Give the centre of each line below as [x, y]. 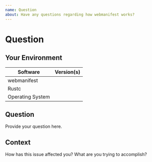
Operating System [29, 97]
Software [29, 72]
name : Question [21, 10]
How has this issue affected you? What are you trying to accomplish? [76, 154]
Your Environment [34, 58]
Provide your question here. [34, 126]
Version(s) [68, 72]
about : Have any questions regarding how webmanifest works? [70, 15]
